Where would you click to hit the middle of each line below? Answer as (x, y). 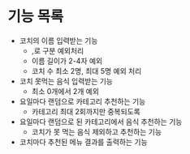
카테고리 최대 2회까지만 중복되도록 (86, 111)
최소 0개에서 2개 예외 (65, 91)
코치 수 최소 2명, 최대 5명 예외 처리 (86, 71)
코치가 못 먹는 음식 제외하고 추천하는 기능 (97, 131)
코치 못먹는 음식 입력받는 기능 (66, 81)
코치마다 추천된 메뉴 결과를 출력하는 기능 (83, 142)
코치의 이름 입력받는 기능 (58, 41)
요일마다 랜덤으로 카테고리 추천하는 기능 (82, 101)
